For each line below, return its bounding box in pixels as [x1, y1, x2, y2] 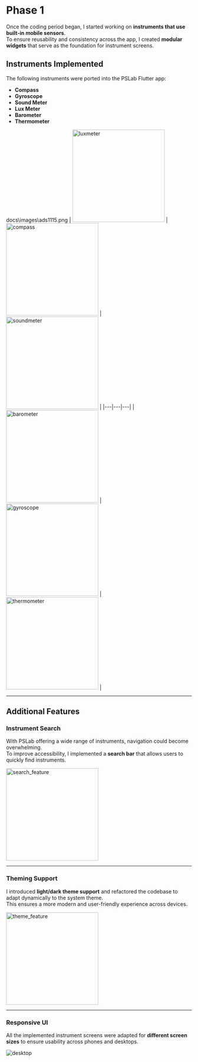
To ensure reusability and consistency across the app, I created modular [6, 35, 183, 43]
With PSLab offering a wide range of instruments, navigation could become [6, 737, 189, 745]
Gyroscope [14, 92, 43, 99]
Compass [14, 86, 39, 93]
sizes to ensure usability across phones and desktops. [6, 1038, 138, 1045]
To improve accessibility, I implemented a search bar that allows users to [6, 750, 184, 757]
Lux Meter [14, 105, 41, 112]
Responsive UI [6, 1018, 48, 1027]
